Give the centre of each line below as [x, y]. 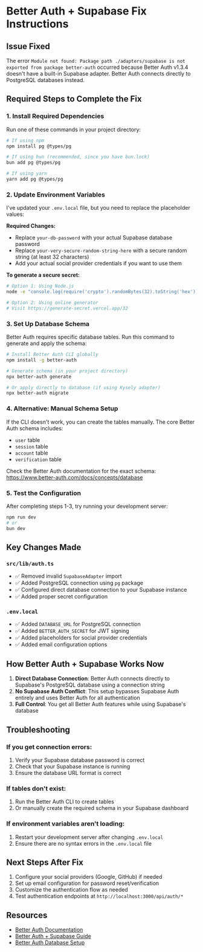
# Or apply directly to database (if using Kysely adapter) [84, 387]
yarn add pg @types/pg [35, 180]
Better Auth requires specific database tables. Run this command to [90, 337]
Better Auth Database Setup [50, 943]
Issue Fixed [28, 46]
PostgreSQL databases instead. [46, 80]
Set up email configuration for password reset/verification [87, 883]
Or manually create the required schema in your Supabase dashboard [102, 808]
